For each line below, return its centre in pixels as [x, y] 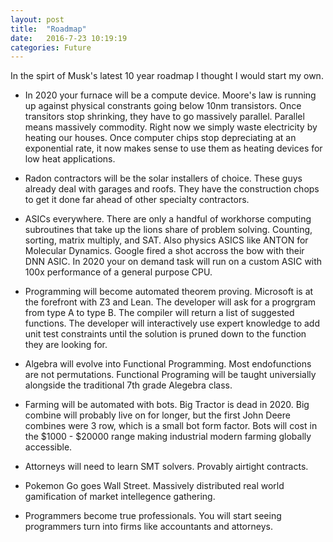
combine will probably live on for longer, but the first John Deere [157, 415]
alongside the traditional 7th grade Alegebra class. [128, 385]
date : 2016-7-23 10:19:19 [69, 38]
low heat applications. [70, 159]
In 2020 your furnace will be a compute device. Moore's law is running [170, 95]
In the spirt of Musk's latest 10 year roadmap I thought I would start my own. [167, 76]
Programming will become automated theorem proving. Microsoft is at [169, 292]
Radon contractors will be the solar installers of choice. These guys [163, 178]
